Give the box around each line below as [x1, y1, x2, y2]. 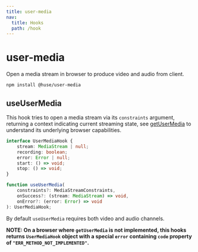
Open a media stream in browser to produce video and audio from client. [6, 71, 184, 78]
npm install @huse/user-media [6, 82, 81, 88]
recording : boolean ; [17, 149, 68, 155]
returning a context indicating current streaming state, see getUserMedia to [6, 120, 191, 127]
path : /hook [11, 25, 42, 31]
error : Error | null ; [17, 155, 70, 160]
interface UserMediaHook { [6, 138, 73, 144]
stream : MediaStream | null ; [17, 143, 89, 149]
